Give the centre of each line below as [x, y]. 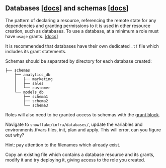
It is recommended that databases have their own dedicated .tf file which [82, 46]
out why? [15, 135]
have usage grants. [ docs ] [32, 36]
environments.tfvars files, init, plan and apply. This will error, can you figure [83, 129]
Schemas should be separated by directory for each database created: [78, 61]
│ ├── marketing [33, 79]
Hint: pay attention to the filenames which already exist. [63, 144]
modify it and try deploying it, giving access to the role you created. [75, 159]
